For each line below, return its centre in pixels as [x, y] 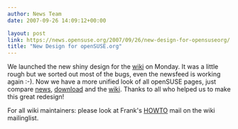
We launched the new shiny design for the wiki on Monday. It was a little [113, 67]
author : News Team [34, 14]
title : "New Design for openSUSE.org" [65, 47]
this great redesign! [36, 97]
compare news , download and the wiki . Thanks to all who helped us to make [119, 89]
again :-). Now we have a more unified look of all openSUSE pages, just [112, 82]
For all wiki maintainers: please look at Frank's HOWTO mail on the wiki [111, 111]
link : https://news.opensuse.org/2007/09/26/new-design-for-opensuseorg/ [119, 40]
